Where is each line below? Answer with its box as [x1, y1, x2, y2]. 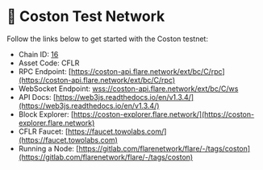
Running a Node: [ [18, 143, 79, 153]
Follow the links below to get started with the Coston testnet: [6, 34, 208, 44]
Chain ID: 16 [18, 49, 59, 59]
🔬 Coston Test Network [6, 7, 165, 26]
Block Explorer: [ [18, 109, 74, 119]
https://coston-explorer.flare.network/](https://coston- [73, 109, 255, 119]
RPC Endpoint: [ [18, 66, 72, 76]
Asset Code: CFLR [18, 58, 80, 68]
